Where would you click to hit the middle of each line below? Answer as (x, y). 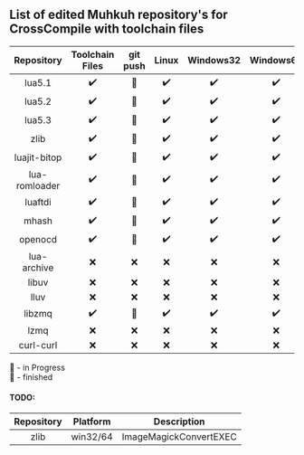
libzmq (38, 314)
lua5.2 (38, 101)
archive (38, 268)
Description (179, 422)
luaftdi (38, 203)
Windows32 (214, 60)
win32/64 (92, 437)
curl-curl (38, 345)
